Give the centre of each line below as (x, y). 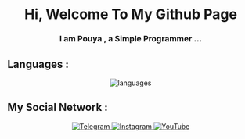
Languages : (38, 64)
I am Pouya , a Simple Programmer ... (131, 39)
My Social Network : (58, 107)
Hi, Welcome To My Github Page (131, 14)
